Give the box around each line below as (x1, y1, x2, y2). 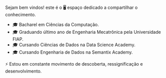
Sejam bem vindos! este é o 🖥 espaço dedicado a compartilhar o (5, 4, 138, 10)
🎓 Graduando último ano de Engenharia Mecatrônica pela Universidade (12, 29, 161, 35)
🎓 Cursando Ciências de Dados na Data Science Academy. (12, 42, 136, 48)
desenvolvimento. (5, 68, 42, 74)
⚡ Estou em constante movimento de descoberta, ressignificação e (5, 61, 143, 67)
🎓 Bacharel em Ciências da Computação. (12, 22, 99, 27)
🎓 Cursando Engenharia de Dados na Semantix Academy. (12, 49, 133, 55)
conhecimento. (5, 12, 36, 17)
